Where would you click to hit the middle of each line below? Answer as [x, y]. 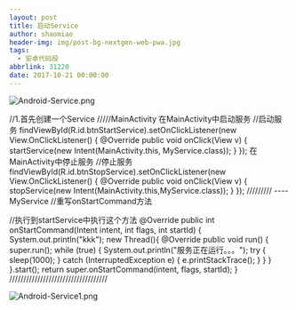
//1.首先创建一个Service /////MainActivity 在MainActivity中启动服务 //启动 [142, 119]
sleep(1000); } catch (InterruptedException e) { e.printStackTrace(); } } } [140, 259]
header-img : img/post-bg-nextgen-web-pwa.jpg [95, 42]
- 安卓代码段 [38, 59]
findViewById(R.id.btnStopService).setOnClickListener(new [118, 171]
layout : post [33, 17]
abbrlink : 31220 [39, 68]
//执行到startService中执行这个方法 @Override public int [112, 219]
